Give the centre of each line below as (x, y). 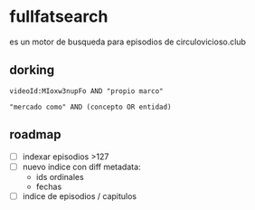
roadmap (35, 134)
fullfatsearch (59, 17)
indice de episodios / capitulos (80, 196)
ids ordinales (60, 177)
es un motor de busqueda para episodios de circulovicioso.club (128, 42)
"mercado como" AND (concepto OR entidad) (90, 107)
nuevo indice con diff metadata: (82, 167)
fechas (49, 186)
